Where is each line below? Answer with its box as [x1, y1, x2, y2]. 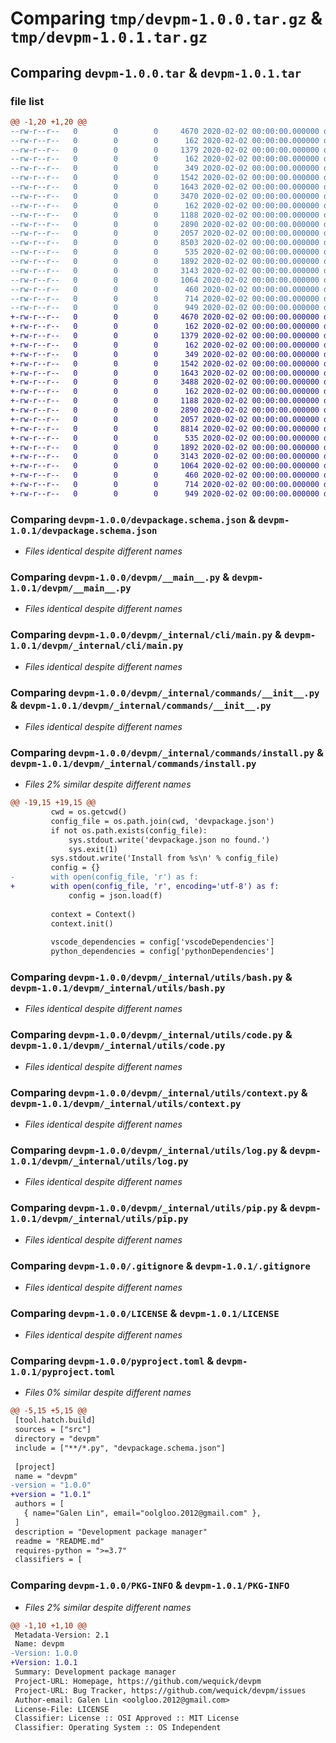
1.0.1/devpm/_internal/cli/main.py [10, 640, 184, 652]
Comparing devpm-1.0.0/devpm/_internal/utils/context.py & [10, 1085, 308, 1099]
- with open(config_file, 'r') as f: [10, 872, 199, 882]
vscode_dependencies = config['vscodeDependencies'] [50, 937, 275, 947]
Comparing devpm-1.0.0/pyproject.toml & [10, 1354, 215, 1368]
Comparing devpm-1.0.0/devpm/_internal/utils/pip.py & [10, 1201, 288, 1215]
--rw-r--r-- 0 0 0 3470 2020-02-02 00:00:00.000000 [10, 191, 320, 201]
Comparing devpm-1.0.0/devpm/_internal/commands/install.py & [10, 745, 324, 759]
